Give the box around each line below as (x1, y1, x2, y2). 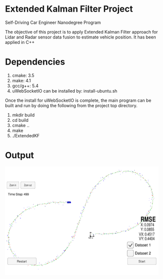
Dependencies (5, 56, 65, 68)
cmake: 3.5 (12, 72, 35, 78)
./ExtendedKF (12, 132, 40, 138)
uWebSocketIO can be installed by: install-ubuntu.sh (12, 88, 118, 93)
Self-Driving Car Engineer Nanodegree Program (5, 19, 101, 25)
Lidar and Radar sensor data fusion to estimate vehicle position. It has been (5, 34, 156, 40)
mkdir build (12, 112, 35, 118)
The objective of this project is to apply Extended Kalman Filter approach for (5, 29, 158, 35)
